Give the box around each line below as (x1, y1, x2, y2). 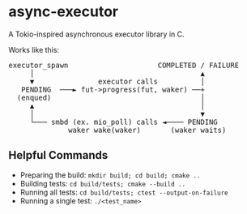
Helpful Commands (8, 148, 109, 162)
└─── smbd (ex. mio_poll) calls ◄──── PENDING (29, 117, 219, 126)
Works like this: (8, 45, 59, 54)
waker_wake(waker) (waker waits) (68, 125, 227, 135)
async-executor (8, 2, 119, 21)
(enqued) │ (16, 92, 205, 102)
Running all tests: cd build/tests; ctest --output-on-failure (19, 187, 228, 197)
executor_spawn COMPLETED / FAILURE (8, 60, 240, 70)
